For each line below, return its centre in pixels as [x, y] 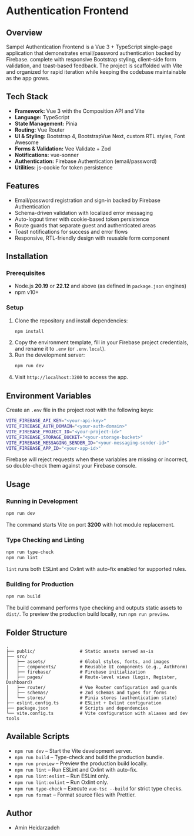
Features [23, 186]
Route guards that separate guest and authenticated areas [85, 225]
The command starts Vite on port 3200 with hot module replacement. [91, 524]
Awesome [27, 142]
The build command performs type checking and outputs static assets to [94, 608]
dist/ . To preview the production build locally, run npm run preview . [88, 614]
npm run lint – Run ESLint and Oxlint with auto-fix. [76, 769]
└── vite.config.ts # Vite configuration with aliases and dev [97, 713]
